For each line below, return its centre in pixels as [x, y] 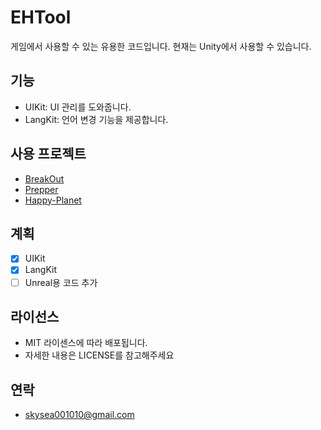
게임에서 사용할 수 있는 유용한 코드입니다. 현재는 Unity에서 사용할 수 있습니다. [161, 46]
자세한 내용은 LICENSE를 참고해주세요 [99, 355]
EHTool [41, 17]
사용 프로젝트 [48, 154]
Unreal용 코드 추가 [61, 282]
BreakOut [44, 178]
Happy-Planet [53, 200]
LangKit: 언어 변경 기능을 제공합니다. [96, 119]
